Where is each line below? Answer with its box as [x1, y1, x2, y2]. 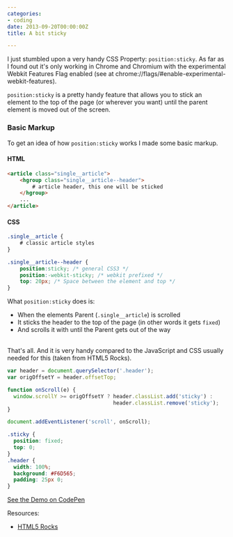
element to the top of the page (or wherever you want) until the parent [7, 98, 208, 107]
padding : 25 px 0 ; [13, 476, 64, 483]
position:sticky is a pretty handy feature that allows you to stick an [7, 91, 202, 99]
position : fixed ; [13, 437, 64, 445]
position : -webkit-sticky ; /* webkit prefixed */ [19, 271, 163, 279]
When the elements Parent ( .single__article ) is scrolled [17, 311, 181, 319]
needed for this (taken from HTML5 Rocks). [7, 354, 132, 363]
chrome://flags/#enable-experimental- [115, 70, 226, 78]
